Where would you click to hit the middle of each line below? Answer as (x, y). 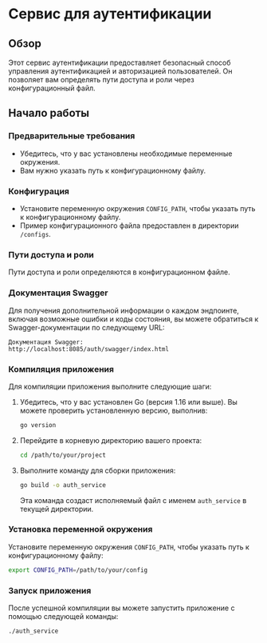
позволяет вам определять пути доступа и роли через (101, 80)
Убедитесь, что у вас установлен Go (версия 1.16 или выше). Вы (128, 401)
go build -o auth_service (63, 485)
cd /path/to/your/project (63, 455)
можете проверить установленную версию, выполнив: (114, 410)
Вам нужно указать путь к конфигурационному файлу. (112, 170)
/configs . (35, 234)
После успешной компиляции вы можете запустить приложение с (122, 608)
